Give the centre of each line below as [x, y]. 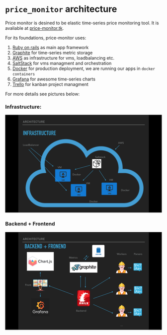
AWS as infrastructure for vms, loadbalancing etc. [63, 58]
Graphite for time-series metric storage [52, 53]
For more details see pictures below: [42, 94]
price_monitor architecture [61, 9]
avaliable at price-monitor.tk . [35, 28]
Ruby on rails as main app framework [50, 47]
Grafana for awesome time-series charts [54, 79]
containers [24, 74]
